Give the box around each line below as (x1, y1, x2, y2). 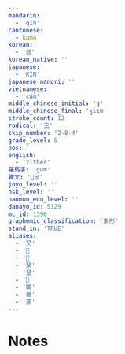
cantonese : (8, 26, 44, 34)
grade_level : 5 (8, 136, 58, 145)
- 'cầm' (15, 92, 41, 100)
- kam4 (15, 33, 37, 42)
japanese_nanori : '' (8, 77, 76, 85)
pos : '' (8, 144, 34, 152)
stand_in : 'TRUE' (8, 224, 65, 233)
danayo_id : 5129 (8, 202, 61, 210)
